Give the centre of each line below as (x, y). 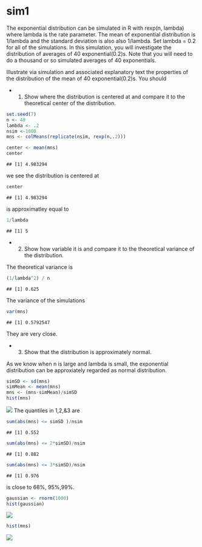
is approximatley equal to (38, 209)
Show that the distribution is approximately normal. (88, 352)
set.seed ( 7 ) (21, 114)
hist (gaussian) (25, 504)
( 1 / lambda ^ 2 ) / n (28, 278)
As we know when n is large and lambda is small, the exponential (87, 364)
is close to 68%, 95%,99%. (40, 487)
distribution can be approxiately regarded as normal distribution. (86, 370)
